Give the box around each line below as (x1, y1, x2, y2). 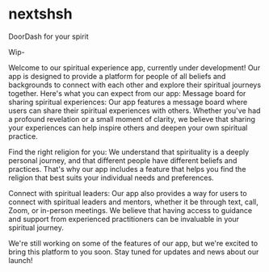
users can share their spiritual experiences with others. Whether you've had (8, 106, 261, 115)
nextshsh (8, 5, 73, 23)
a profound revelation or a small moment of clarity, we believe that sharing (8, 114, 256, 123)
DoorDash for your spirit (8, 31, 89, 41)
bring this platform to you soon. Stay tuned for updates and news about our (8, 247, 259, 257)
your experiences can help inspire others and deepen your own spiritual (8, 123, 248, 132)
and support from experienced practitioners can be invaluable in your (8, 214, 240, 224)
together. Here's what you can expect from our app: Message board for (8, 88, 246, 98)
